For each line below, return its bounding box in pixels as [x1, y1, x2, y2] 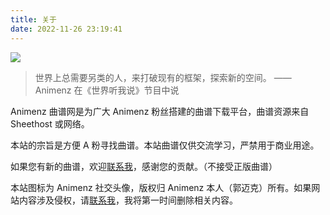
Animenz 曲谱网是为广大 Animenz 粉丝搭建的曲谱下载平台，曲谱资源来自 [10, 105, 310, 117]
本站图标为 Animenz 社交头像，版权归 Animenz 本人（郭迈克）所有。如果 [10, 181, 312, 193]
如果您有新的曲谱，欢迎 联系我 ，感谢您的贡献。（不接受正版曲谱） [10, 160, 278, 172]
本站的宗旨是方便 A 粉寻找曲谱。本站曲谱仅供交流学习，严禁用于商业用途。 [10, 139, 320, 151]
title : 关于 [10, 14, 57, 25]
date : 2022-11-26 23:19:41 [10, 24, 123, 34]
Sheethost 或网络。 [10, 117, 90, 130]
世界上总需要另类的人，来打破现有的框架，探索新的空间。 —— [34, 71, 292, 83]
